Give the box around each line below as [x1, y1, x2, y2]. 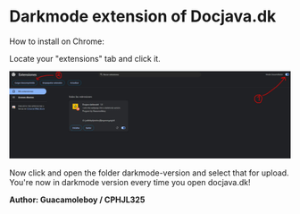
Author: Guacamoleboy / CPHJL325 [9, 194, 146, 205]
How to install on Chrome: [9, 36, 104, 47]
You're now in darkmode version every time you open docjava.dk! [9, 176, 251, 187]
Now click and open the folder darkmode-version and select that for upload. [9, 167, 289, 178]
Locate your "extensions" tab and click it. [9, 53, 161, 64]
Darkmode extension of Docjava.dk [9, 6, 277, 27]
